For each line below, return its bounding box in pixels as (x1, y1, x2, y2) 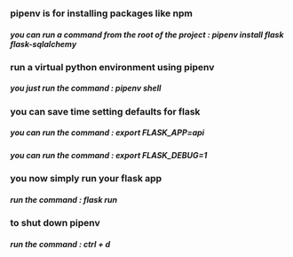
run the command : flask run (10, 194, 118, 205)
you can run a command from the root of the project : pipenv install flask (10, 29, 284, 40)
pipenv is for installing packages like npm (10, 7, 194, 20)
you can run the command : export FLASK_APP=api (10, 127, 205, 138)
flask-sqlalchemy (10, 38, 77, 49)
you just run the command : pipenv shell (10, 83, 162, 93)
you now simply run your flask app (10, 173, 162, 185)
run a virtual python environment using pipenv (10, 60, 215, 73)
